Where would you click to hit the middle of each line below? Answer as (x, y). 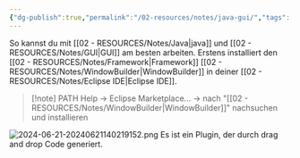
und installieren (60, 117)
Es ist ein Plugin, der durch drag (219, 134)
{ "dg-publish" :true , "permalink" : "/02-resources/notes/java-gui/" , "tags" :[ (152, 17)
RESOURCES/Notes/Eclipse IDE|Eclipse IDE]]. (93, 80)
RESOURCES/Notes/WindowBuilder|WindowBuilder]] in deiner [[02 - (136, 71)
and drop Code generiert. (56, 144)
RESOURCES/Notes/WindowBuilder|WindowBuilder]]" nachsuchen (154, 107)
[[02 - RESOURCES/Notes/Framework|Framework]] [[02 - (116, 62)
